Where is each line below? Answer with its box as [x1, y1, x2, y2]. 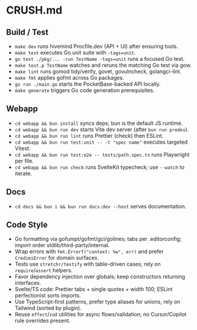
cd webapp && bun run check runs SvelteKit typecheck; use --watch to [14, 163, 185, 170]
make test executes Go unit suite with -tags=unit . [14, 49, 136, 56]
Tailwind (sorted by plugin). [14, 305, 82, 312]
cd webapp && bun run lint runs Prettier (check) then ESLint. [14, 132, 164, 139]
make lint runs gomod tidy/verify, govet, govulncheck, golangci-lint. [14, 68, 182, 75]
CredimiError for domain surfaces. [14, 254, 99, 261]
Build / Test [6, 27, 49, 37]
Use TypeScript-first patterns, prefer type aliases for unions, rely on [14, 298, 180, 305]
